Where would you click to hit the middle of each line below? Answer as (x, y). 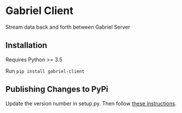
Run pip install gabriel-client (45, 71)
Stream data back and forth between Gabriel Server (68, 27)
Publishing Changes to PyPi (57, 89)
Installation (26, 45)
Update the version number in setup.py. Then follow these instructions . (91, 103)
